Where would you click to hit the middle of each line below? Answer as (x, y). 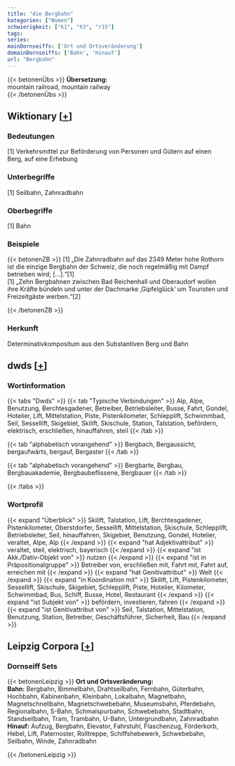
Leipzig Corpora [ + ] (51, 646)
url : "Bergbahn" (31, 60)
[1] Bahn (19, 226)
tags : (15, 33)
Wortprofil (25, 504)
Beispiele (23, 244)
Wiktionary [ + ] (40, 116)
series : (19, 40)
